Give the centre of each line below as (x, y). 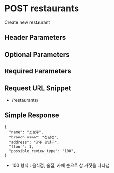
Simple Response (32, 116)
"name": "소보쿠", (26, 132)
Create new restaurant (27, 22)
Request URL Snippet (38, 88)
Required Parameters (38, 71)
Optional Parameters (37, 54)
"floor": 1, (21, 147)
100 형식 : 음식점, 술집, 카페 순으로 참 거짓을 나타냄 (60, 165)
